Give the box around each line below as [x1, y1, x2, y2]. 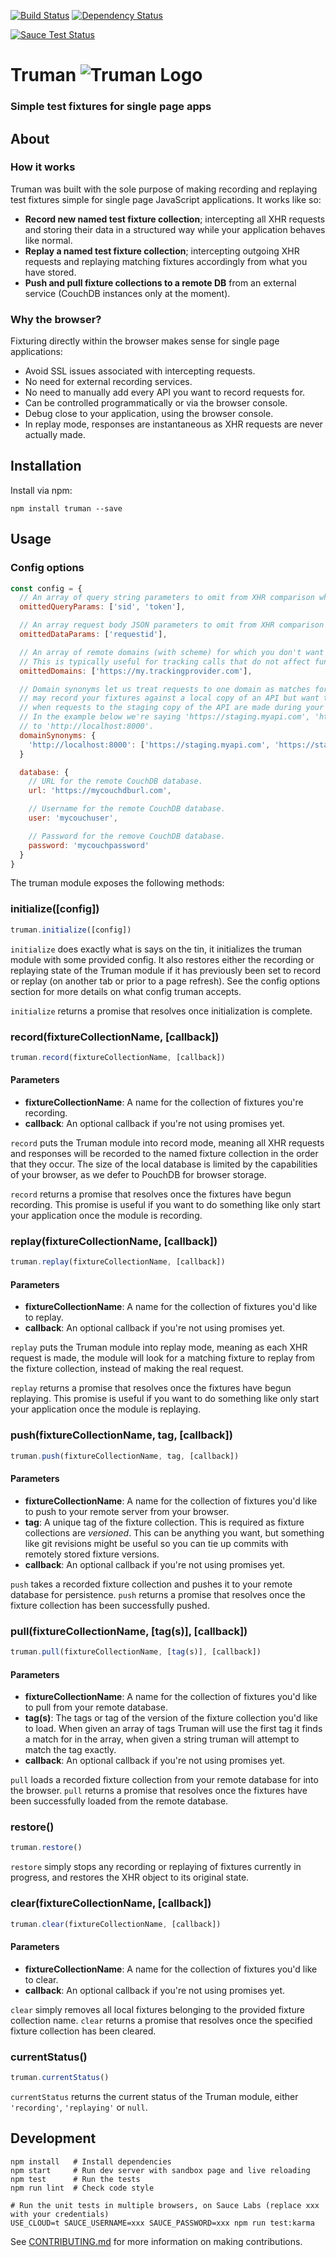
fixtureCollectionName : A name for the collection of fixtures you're [24, 1096, 304, 1109]
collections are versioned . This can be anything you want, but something [24, 1526, 325, 1539]
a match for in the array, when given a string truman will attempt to [24, 1733, 300, 1745]
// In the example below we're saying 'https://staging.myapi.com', [19, 712, 311, 722]
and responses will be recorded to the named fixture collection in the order [10, 1148, 319, 1160]
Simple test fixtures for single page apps [10, 100, 212, 114]
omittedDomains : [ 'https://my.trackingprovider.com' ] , [19, 666, 253, 676]
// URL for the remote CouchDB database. [28, 776, 203, 787]
